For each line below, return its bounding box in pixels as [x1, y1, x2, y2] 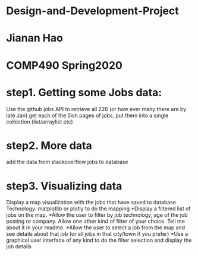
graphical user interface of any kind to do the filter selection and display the [6, 236, 192, 244]
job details [6, 243, 32, 250]
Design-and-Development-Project [6, 4, 180, 18]
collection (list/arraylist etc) [6, 118, 73, 125]
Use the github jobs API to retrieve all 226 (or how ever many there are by [6, 105, 187, 112]
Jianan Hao [6, 31, 64, 45]
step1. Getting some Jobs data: [6, 86, 162, 99]
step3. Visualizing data [6, 179, 122, 192]
